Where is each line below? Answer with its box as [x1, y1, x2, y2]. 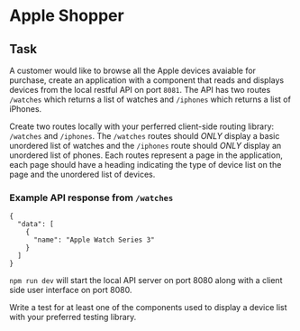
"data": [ [17, 220, 54, 229]
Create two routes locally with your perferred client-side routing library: [9, 121, 275, 132]
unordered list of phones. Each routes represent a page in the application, [9, 150, 284, 161]
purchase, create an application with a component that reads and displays [9, 75, 285, 86]
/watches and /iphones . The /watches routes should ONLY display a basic [9, 131, 280, 141]
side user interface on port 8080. [9, 285, 132, 296]
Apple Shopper [9, 5, 124, 26]
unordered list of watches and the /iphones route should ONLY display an [9, 141, 282, 151]
